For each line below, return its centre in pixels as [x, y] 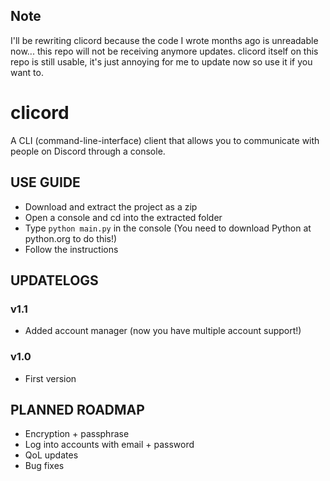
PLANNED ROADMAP [77, 409]
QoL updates [51, 455]
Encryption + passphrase [77, 434]
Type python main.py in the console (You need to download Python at [168, 228]
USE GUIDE [45, 182]
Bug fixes [44, 466]
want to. [27, 72]
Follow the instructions [71, 249]
